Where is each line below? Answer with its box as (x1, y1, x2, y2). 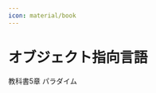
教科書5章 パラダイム (8, 76, 77, 86)
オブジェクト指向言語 (8, 48, 149, 66)
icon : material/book (8, 11, 77, 20)
